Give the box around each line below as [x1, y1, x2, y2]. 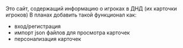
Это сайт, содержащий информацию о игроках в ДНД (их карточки [5, 5, 178, 12]
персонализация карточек [14, 36, 81, 42]
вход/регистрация [14, 23, 61, 30]
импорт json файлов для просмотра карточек [14, 29, 130, 36]
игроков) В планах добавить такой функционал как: [5, 11, 137, 18]
